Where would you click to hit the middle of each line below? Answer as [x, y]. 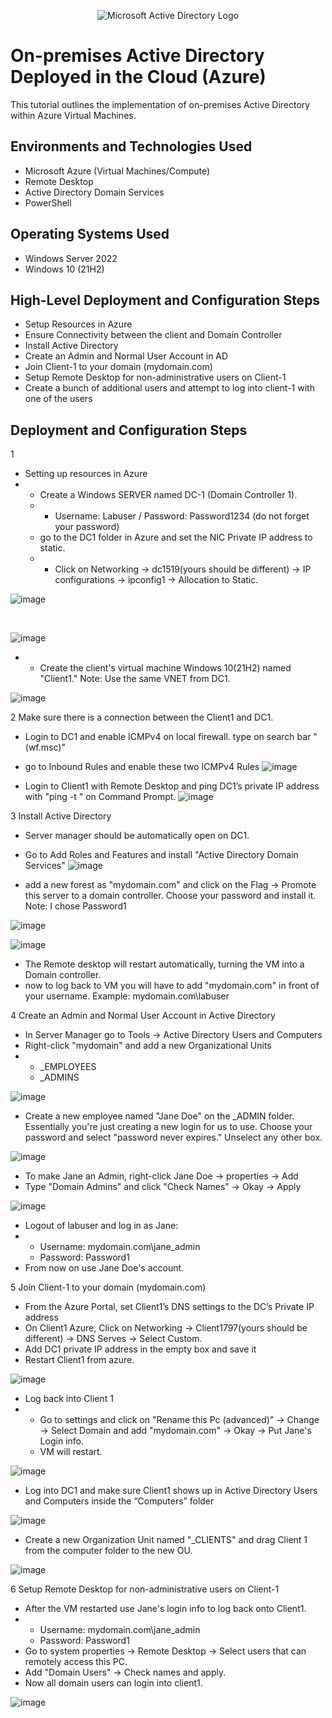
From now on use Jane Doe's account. [104, 1268]
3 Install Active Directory [61, 816]
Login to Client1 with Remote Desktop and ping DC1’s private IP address [172, 786]
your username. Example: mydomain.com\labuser [127, 996]
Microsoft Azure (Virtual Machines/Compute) [117, 171]
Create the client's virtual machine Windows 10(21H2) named [165, 668]
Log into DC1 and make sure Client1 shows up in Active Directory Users [171, 1491]
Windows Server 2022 [71, 258]
